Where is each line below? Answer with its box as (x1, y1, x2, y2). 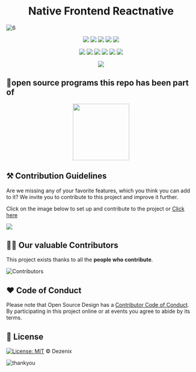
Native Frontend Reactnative (28, 4, 174, 18)
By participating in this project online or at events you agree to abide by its (6, 307, 191, 315)
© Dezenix (45, 348, 72, 355)
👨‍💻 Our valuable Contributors (6, 240, 118, 250)
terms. (6, 314, 22, 321)
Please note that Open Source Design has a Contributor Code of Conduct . (6, 301, 189, 309)
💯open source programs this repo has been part (6, 78, 189, 88)
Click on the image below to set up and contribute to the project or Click (6, 205, 185, 212)
